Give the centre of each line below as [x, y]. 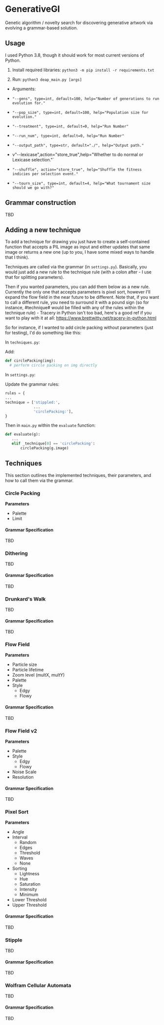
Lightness [29, 874]
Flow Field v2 [21, 731]
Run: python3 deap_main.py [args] [47, 79]
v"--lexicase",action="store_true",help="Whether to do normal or [78, 154]
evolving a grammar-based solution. [42, 27]
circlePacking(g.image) [45, 448]
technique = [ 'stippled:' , [33, 402]
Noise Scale [24, 772]
